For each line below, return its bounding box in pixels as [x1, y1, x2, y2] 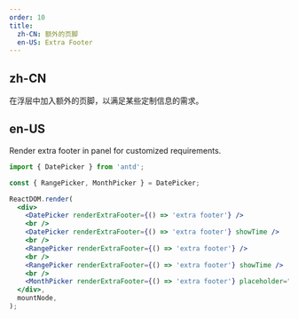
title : [9, 21, 34, 30]
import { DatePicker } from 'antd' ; [9, 162, 145, 171]
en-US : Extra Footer [17, 37, 93, 47]
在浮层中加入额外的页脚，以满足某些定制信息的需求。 [9, 95, 204, 107]
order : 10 [9, 12, 46, 22]
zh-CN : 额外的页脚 [17, 29, 78, 38]
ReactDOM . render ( [9, 195, 74, 203]
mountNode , [17, 294, 58, 303]
